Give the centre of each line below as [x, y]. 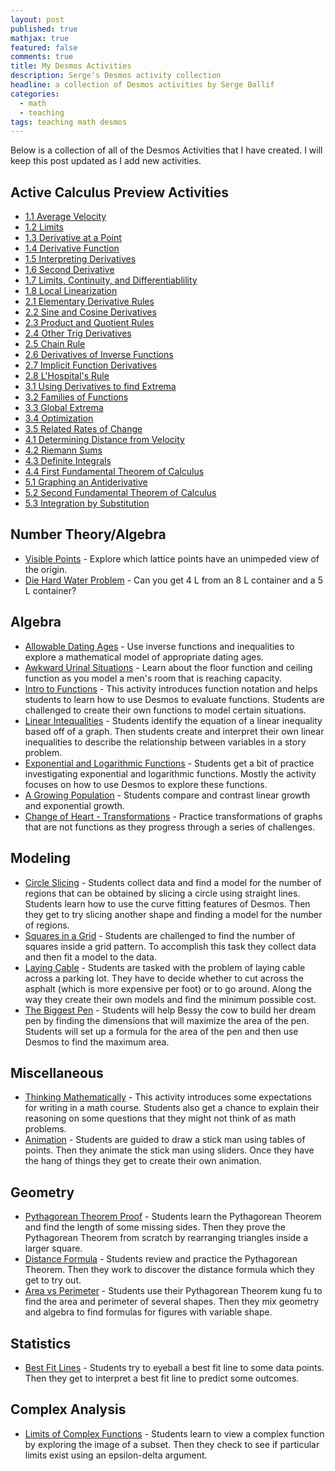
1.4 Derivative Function [72, 248]
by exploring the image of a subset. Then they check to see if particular [172, 1444]
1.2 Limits [44, 227]
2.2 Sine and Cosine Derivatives [90, 312]
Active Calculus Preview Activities [119, 192]
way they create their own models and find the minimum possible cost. [170, 999]
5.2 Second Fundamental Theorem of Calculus [120, 493]
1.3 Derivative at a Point [73, 238]
